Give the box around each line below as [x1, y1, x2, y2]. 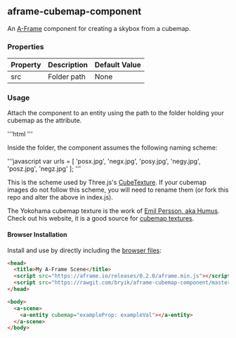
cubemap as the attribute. [7, 116, 82, 125]
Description [48, 60, 88, 70]
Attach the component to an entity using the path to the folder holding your [7, 109, 225, 117]
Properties [7, 41, 44, 51]
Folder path [48, 72, 86, 82]
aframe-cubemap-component [7, 6, 142, 18]
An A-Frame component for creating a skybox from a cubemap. [7, 24, 191, 32]
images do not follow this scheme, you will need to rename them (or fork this [7, 186, 229, 194]
